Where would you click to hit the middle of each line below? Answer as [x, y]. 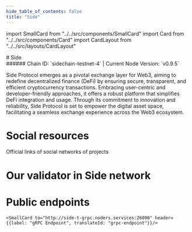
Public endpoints [48, 202]
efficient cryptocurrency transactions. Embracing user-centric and [86, 87]
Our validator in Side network [78, 175]
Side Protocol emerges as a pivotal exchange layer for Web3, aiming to [91, 75]
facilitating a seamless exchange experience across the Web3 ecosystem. [95, 112]
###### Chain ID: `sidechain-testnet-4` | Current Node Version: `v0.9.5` [93, 63]
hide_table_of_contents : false [44, 11]
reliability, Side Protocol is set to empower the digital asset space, [85, 106]
